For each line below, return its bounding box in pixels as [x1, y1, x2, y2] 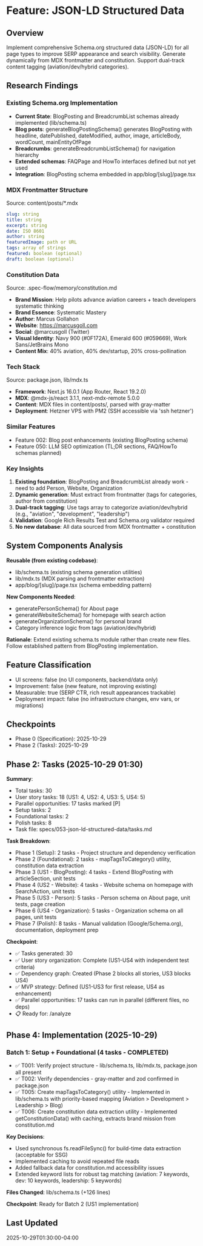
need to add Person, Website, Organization [15, 485, 123, 492]
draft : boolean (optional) [6, 256, 75, 262]
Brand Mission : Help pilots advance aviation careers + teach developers [15, 296, 196, 303]
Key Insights [6, 464, 44, 472]
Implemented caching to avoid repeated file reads [15, 1158, 139, 1165]
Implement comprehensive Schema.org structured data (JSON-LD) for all [6, 44, 189, 51]
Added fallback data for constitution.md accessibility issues [15, 1164, 165, 1171]
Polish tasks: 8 [15, 819, 52, 827]
